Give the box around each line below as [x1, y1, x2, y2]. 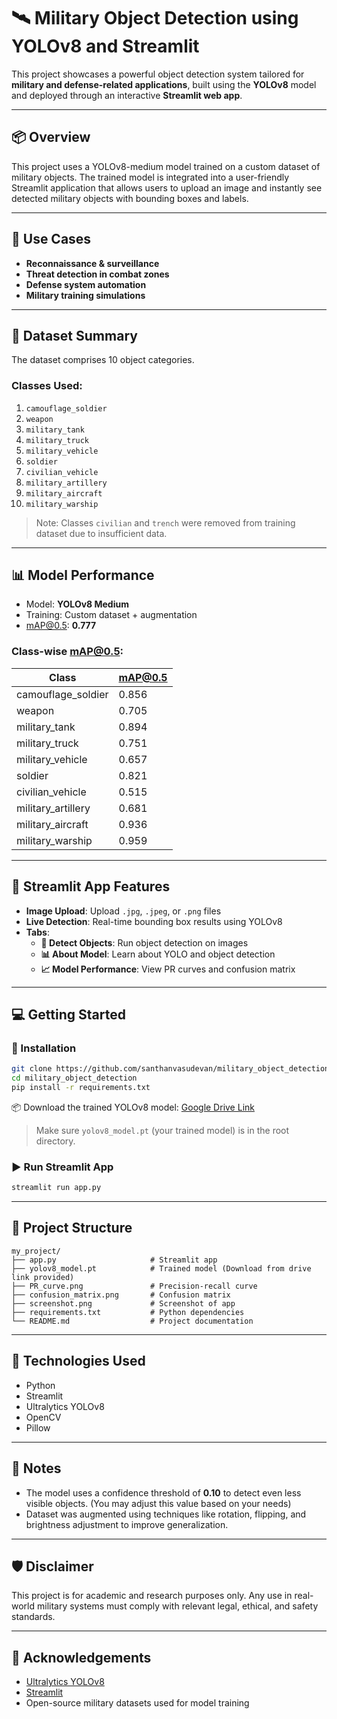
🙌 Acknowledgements [11, 1649, 152, 1666]
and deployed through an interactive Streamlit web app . [11, 89, 243, 101]
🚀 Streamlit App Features [11, 878, 171, 895]
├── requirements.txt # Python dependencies [11, 1307, 245, 1317]
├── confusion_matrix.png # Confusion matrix [11, 1290, 231, 1300]
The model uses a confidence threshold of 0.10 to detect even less [25, 1486, 302, 1499]
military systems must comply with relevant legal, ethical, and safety [36, 1600, 319, 1612]
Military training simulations [25, 289, 146, 301]
